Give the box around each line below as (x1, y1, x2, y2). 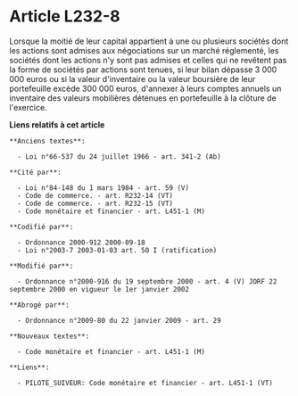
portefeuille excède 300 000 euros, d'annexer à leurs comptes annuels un (9, 83, 282, 94)
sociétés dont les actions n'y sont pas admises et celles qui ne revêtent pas (9, 54, 287, 65)
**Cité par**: (9, 168, 62, 177)
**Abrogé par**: (9, 301, 70, 309)
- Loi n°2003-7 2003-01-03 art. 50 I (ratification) (17, 245, 218, 255)
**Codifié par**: (9, 222, 74, 231)
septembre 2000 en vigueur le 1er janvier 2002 (9, 285, 190, 293)
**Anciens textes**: (9, 136, 87, 145)
